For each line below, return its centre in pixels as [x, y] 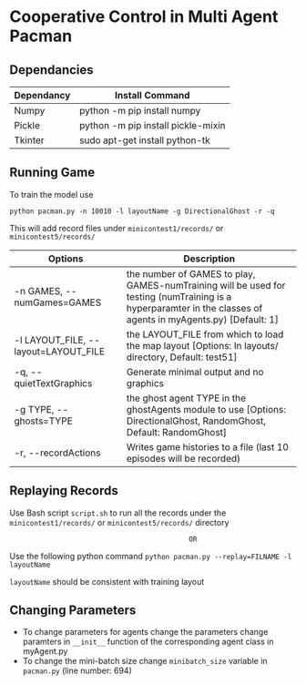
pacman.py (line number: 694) [77, 670]
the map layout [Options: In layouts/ [202, 345]
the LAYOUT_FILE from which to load [205, 334]
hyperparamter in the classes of [194, 308]
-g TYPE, [34, 409]
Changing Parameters [73, 611]
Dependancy [42, 95]
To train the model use [51, 194]
